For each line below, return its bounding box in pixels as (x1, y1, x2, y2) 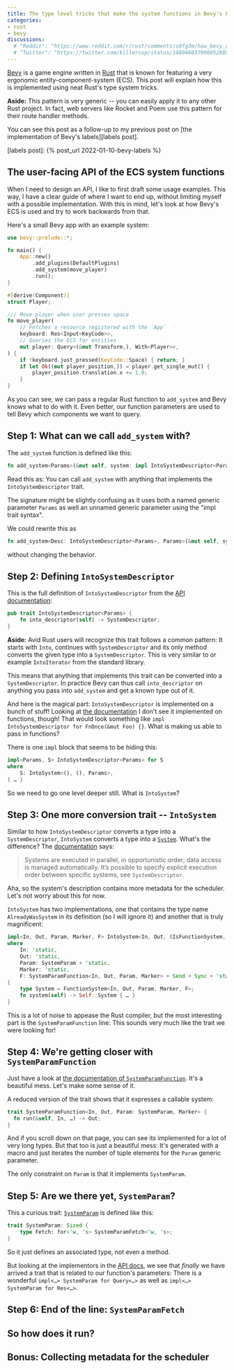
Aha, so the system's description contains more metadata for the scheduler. (7, 884, 225, 893)
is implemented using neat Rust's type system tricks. (7, 83, 159, 92)
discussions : (7, 36, 45, 43)
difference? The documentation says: (7, 843, 115, 851)
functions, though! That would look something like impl (7, 715, 165, 723)
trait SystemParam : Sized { (7, 1222, 89, 1230)
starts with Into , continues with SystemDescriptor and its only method (7, 643, 208, 652)
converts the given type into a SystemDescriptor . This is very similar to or (7, 650, 217, 659)
